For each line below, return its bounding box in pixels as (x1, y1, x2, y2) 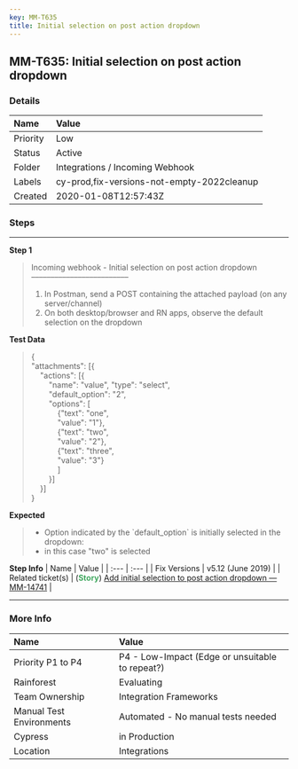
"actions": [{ (39, 370, 85, 381)
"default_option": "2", (48, 389, 127, 400)
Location (13, 744, 51, 757)
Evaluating (118, 676, 162, 688)
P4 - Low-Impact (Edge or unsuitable (118, 650, 278, 663)
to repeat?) (118, 662, 165, 674)
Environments (13, 716, 71, 728)
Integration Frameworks (118, 690, 219, 702)
